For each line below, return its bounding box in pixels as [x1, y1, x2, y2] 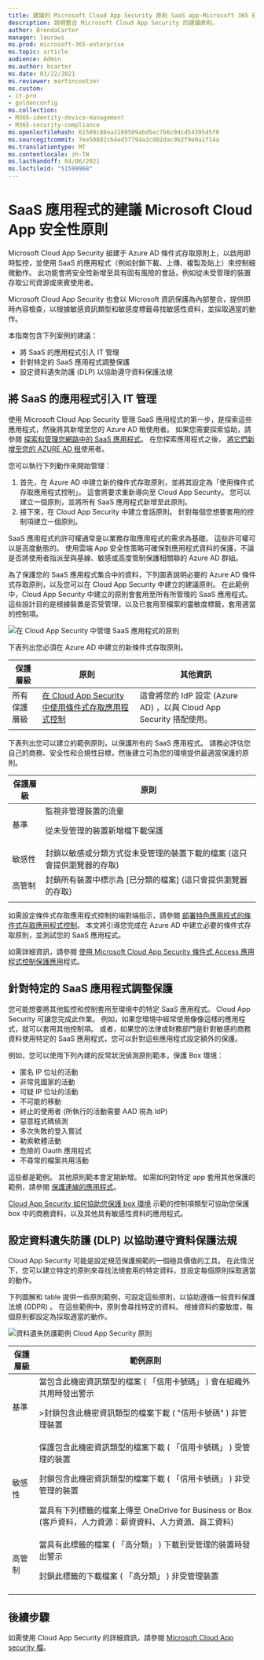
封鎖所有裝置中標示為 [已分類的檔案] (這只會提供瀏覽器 [45, 874, 247, 885]
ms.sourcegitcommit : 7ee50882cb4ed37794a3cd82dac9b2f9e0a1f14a [8, 135, 220, 144]
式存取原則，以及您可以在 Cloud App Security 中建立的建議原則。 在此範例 [8, 579, 250, 589]
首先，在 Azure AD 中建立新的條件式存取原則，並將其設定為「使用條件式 [19, 477, 255, 487]
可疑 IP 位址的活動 [19, 1087, 79, 1096]
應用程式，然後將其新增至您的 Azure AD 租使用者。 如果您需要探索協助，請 [8, 424, 251, 434]
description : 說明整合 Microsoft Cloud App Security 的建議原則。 [8, 19, 218, 27]
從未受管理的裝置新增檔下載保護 [45, 825, 163, 836]
